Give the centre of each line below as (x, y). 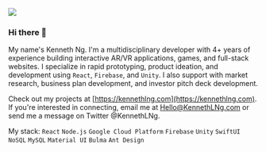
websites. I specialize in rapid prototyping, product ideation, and (113, 67)
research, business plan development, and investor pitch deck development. (133, 84)
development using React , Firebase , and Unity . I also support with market (128, 75)
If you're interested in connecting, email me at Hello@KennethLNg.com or (129, 107)
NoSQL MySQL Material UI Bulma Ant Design (76, 140)
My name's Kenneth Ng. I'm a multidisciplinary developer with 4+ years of (129, 50)
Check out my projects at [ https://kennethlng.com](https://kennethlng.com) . (133, 99)
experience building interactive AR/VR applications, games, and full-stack (129, 58)
